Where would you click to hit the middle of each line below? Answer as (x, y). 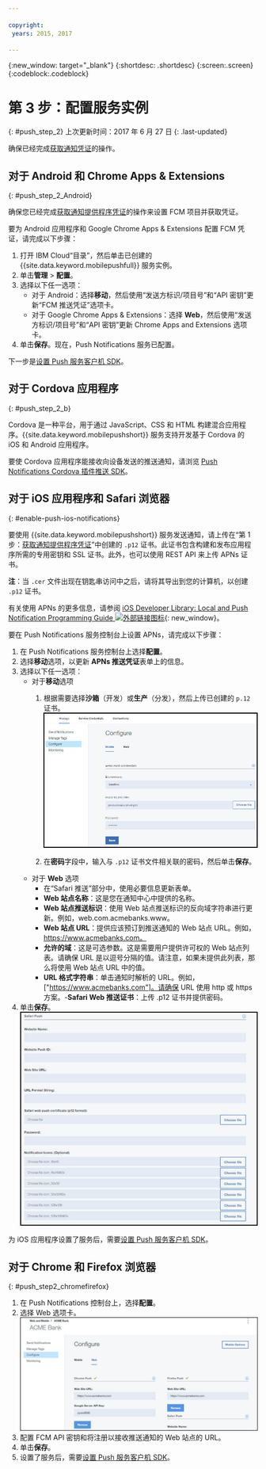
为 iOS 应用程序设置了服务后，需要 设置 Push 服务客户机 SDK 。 (110, 1239)
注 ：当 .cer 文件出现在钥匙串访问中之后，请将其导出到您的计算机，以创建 (128, 581)
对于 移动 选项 (52, 681)
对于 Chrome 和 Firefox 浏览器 (82, 1267)
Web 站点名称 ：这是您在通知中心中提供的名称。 (121, 898)
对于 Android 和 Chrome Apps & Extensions (117, 176)
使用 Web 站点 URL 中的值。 (103, 967)
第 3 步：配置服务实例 (78, 108)
